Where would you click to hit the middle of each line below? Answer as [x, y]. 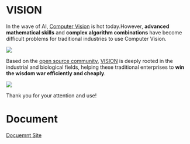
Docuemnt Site [24, 135]
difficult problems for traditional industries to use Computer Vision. [86, 38]
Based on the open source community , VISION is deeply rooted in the [90, 61]
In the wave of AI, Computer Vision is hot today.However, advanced [88, 26]
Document [32, 119]
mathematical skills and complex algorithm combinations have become [94, 32]
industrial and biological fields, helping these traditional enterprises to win [95, 67]
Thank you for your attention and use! [51, 95]
